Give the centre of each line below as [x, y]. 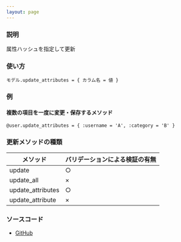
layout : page [23, 12]
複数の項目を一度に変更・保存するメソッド [60, 112]
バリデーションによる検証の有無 [111, 159]
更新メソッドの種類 [34, 142]
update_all [24, 180]
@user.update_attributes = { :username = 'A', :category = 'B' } [90, 126]
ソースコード [25, 219]
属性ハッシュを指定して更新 [41, 49]
